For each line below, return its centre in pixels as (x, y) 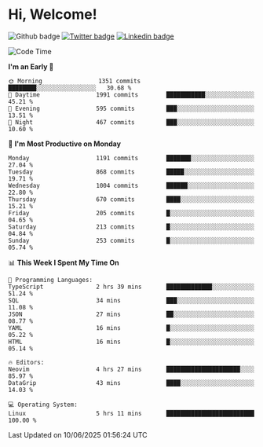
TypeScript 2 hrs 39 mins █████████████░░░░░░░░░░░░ (131, 287)
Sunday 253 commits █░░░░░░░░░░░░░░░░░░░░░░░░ (131, 240)
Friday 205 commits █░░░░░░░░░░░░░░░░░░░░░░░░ (131, 213)
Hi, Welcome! (53, 15)
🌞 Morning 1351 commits (75, 81)
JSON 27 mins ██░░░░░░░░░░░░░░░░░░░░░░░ (131, 314)
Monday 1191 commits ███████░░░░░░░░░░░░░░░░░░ (131, 158)
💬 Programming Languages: (50, 280)
